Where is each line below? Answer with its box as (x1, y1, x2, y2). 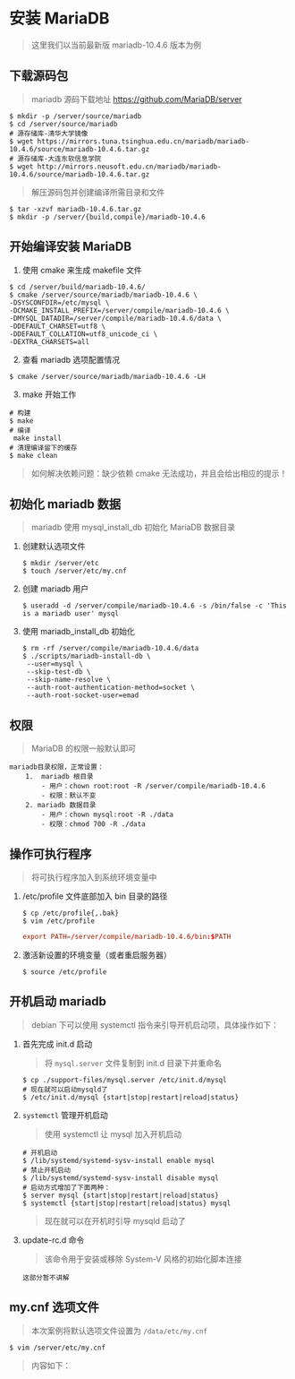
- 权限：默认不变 (41, 791, 97, 800)
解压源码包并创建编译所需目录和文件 (30, 186, 165, 197)
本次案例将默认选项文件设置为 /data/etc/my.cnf (30, 1325, 208, 1336)
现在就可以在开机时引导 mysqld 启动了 (44, 1215, 186, 1226)
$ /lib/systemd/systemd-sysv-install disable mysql (21, 1173, 219, 1183)
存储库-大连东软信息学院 (23, 154, 102, 163)
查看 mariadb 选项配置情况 (21, 354, 121, 365)
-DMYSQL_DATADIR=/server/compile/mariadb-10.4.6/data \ (9, 314, 222, 323)
